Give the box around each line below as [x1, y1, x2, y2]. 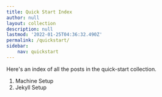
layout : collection [6, 20, 56, 26]
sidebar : [6, 43, 29, 49]
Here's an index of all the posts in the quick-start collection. [6, 65, 157, 73]
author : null [6, 15, 40, 21]
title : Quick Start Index [6, 9, 72, 15]
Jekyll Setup [15, 84, 47, 91]
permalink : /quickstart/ [6, 37, 70, 43]
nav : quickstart [17, 49, 59, 55]
